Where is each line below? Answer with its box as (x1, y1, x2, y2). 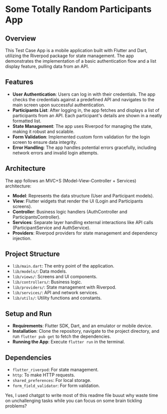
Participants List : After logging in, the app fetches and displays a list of (12, 107, 160, 113)
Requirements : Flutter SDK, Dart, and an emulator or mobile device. (12, 323, 152, 329)
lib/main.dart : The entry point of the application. (12, 263, 114, 269)
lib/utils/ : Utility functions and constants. (12, 295, 102, 301)
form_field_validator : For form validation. (12, 382, 100, 389)
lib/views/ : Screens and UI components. (12, 274, 97, 280)
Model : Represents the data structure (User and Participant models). (12, 192, 154, 198)
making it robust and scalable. (12, 128, 75, 134)
